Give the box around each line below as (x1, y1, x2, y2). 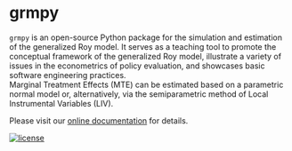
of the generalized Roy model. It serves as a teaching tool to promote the (9, 41, 277, 52)
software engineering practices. (9, 69, 126, 80)
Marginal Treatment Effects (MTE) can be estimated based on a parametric (9, 79, 284, 90)
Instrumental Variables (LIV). (9, 98, 114, 108)
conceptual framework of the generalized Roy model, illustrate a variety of (9, 51, 282, 61)
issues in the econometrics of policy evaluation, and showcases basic (9, 60, 265, 71)
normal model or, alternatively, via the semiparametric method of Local (9, 88, 269, 99)
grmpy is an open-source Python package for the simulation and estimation (9, 32, 283, 43)
